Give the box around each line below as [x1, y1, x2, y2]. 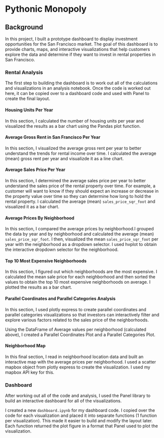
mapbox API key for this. [5, 369, 55, 375]
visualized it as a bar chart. [5, 203, 60, 209]
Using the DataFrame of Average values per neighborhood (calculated [5, 326, 147, 332]
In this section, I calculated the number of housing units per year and [5, 118, 144, 123]
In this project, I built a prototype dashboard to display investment [5, 36, 138, 42]
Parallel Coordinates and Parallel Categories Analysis [5, 295, 116, 301]
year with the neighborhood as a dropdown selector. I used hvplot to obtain [5, 242, 157, 247]
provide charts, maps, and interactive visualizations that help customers [5, 47, 150, 52]
